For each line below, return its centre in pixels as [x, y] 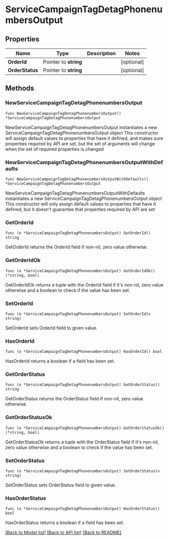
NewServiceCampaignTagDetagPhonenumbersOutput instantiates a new [81, 127]
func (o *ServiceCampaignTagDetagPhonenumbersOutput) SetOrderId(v [78, 314]
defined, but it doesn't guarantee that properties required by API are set [80, 209]
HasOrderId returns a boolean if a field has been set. [60, 361]
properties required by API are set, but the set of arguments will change [80, 143]
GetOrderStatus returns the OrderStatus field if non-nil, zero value [74, 399]
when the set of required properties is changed [55, 149]
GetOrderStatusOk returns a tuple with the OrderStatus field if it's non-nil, [82, 442]
